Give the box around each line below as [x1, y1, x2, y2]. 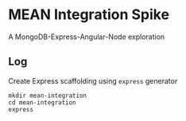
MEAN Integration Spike [8, 6, 169, 24]
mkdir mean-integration [8, 92, 87, 100]
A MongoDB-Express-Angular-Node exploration [8, 32, 165, 41]
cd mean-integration [8, 98, 77, 107]
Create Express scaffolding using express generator [8, 76, 178, 85]
